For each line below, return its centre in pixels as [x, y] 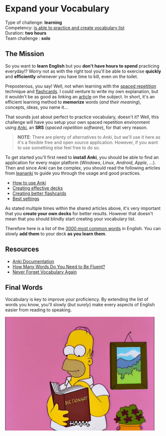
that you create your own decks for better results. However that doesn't [79, 213]
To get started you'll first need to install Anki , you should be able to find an [82, 157]
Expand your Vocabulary [57, 9]
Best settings [26, 198]
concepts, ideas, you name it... [37, 107]
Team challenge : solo [28, 38]
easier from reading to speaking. [39, 310]
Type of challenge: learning [34, 22]
